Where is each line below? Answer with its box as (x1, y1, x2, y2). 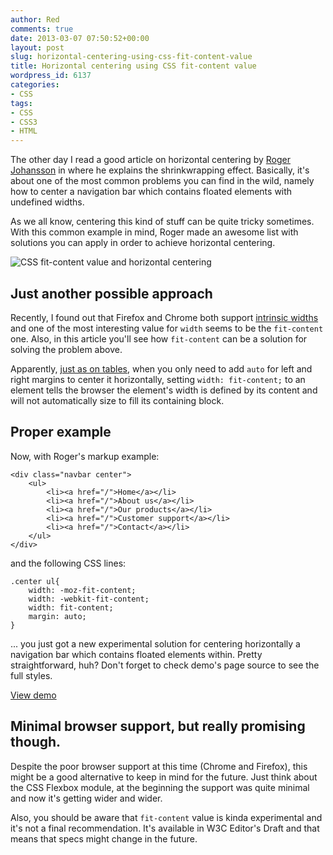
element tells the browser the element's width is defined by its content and (10, 384, 318, 396)
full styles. (10, 669, 53, 681)
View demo (10, 689, 57, 701)
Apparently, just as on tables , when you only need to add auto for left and (10, 362, 313, 375)
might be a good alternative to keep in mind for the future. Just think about (10, 771, 318, 783)
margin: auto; (28, 611, 87, 621)
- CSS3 (10, 117, 38, 127)
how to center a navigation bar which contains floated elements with (10, 186, 293, 198)
